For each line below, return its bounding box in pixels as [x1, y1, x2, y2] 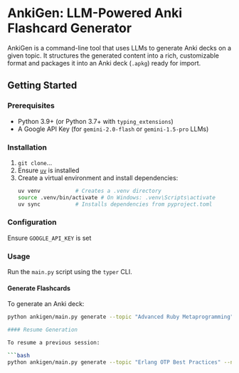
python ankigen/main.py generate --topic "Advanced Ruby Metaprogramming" [7, 313, 234, 321]
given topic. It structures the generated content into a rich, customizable [7, 51, 219, 60]
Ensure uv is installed [17, 166, 80, 174]
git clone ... [17, 158, 53, 167]
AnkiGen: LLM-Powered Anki [7, 5, 183, 21]
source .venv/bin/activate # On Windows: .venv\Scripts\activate [17, 194, 216, 201]
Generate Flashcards [7, 283, 71, 293]
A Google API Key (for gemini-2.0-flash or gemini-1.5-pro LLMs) [17, 125, 209, 133]
